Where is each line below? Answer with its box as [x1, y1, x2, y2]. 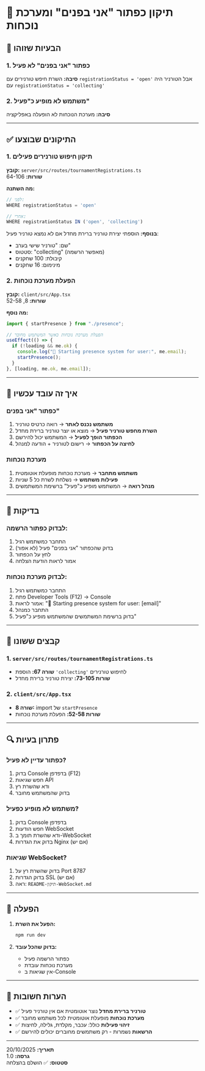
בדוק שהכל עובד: [15, 943, 57, 950]
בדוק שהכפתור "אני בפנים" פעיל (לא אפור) [15, 544, 113, 552]
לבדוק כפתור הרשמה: [6, 524, 68, 532]
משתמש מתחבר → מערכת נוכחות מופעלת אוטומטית [15, 469, 138, 476]
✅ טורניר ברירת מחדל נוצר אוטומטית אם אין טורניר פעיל [15, 1007, 146, 1015]
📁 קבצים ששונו [6, 636, 60, 647]
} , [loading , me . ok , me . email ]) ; [6, 366, 92, 372]
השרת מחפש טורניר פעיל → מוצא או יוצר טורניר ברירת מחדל [15, 427, 157, 435]
